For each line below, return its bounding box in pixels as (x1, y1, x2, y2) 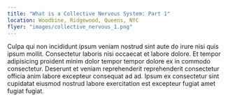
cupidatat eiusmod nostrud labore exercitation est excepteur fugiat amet (7, 80, 215, 88)
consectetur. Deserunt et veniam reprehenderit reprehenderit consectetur (7, 64, 220, 73)
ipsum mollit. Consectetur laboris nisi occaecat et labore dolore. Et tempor (7, 50, 222, 58)
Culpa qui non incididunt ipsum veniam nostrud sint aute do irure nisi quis (7, 43, 219, 51)
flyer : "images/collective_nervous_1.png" (7, 23, 133, 30)
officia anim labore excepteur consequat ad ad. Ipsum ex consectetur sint (7, 72, 220, 80)
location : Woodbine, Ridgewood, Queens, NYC (7, 17, 139, 24)
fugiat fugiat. (7, 87, 44, 95)
